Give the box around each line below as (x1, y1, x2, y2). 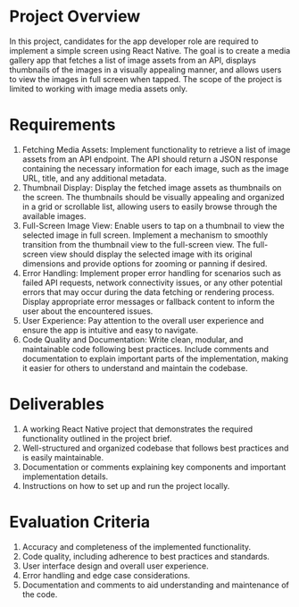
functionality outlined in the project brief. (21, 433, 172, 443)
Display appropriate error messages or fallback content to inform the (21, 296, 275, 307)
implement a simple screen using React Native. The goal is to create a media (9, 45, 291, 55)
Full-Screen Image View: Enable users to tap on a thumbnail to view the (21, 220, 286, 231)
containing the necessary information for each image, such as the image (21, 163, 289, 173)
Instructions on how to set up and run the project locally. (21, 480, 230, 491)
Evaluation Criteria (9, 512, 150, 532)
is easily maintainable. (21, 451, 104, 462)
